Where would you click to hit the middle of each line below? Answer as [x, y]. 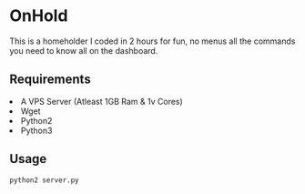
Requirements [50, 80]
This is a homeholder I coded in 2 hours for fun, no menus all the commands [152, 41]
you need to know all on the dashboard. [84, 50]
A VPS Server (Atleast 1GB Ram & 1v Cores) [102, 101]
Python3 [37, 130]
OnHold [39, 16]
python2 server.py [44, 180]
